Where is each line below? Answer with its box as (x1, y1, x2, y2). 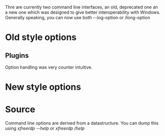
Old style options (5, 32, 77, 43)
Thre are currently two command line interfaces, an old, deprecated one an (5, 4, 158, 10)
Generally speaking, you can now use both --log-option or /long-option (5, 15, 151, 20)
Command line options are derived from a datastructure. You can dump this (5, 120, 159, 126)
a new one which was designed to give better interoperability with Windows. (5, 9, 161, 15)
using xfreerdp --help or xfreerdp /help (5, 125, 85, 132)
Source (5, 104, 36, 115)
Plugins (5, 51, 29, 59)
